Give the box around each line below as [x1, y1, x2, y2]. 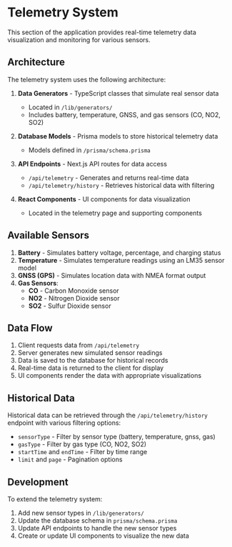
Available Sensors [7, 229, 90, 241]
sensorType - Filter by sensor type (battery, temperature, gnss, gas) [17, 433, 216, 441]
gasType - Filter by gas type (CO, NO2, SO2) [17, 440, 147, 448]
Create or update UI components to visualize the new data [17, 531, 189, 540]
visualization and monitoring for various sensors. [7, 35, 151, 44]
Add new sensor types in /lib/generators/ [17, 508, 144, 517]
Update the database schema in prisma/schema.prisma [17, 516, 178, 525]
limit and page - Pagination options [17, 455, 123, 464]
